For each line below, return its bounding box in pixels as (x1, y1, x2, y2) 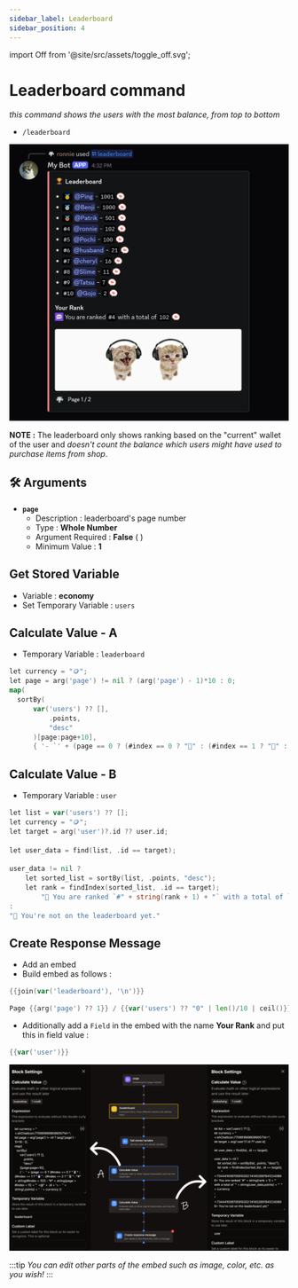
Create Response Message (9, 936, 161, 951)
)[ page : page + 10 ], (32, 733, 98, 742)
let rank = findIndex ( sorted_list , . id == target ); (25, 884, 220, 892)
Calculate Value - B (9, 766, 117, 781)
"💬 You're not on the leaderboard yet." (9, 911, 161, 920)
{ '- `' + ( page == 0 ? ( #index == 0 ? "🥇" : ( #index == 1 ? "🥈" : (32, 742, 288, 751)
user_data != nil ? (9, 865, 82, 874)
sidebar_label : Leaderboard (9, 14, 114, 23)
